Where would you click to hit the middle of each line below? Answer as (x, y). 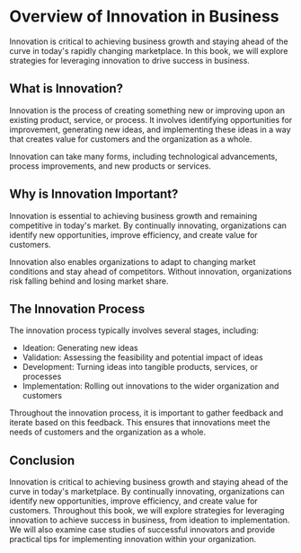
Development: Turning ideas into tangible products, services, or (140, 367)
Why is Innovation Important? (94, 194)
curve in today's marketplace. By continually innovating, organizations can (147, 492)
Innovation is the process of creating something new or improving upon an (147, 110)
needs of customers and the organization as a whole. (108, 432)
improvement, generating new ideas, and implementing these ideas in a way (150, 129)
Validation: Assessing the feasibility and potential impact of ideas (142, 357)
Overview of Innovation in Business (145, 17)
